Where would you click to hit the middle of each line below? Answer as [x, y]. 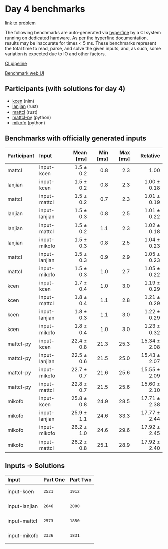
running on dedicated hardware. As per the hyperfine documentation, [77, 38]
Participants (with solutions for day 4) [65, 89]
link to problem [20, 23]
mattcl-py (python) [32, 117]
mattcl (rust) [25, 112]
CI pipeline [16, 63]
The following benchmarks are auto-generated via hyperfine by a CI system [83, 32]
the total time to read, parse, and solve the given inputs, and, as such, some [83, 48]
